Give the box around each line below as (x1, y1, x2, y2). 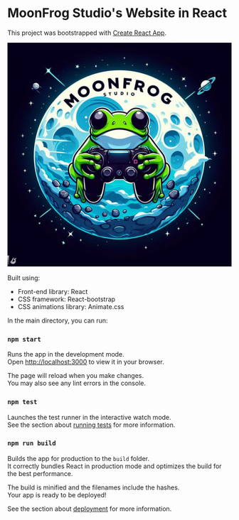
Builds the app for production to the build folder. (7, 454, 150, 462)
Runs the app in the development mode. (7, 350, 124, 359)
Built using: (7, 273, 41, 282)
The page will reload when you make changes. (7, 372, 144, 380)
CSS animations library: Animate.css (17, 302, 124, 310)
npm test (7, 398, 38, 406)
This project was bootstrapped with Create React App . (7, 28, 167, 37)
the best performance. (7, 469, 73, 477)
